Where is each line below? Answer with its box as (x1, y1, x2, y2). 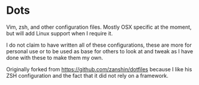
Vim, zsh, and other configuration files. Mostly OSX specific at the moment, (6, 23, 192, 31)
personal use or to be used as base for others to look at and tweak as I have (6, 47, 193, 54)
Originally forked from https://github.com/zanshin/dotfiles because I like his (6, 65, 192, 72)
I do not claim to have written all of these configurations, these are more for (6, 41, 192, 48)
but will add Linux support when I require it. (6, 29, 113, 37)
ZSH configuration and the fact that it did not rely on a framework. (6, 72, 169, 79)
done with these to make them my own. (6, 54, 103, 61)
